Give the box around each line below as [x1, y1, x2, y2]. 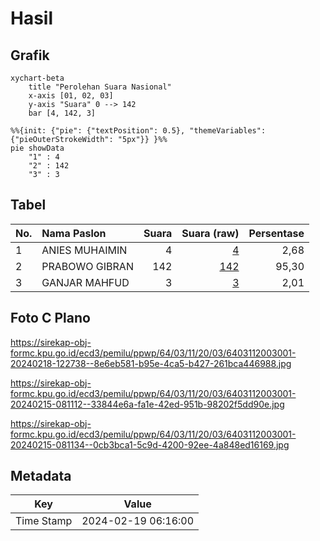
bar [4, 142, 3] [28, 108, 97, 118]
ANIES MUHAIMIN [41, 243, 128, 257]
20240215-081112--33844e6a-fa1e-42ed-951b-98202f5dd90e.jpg [10, 398, 285, 410]
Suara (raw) [181, 226, 240, 240]
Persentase [248, 226, 305, 240]
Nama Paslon [41, 226, 107, 240]
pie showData [10, 143, 65, 153]
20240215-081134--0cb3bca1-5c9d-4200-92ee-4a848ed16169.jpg [10, 438, 290, 451]
